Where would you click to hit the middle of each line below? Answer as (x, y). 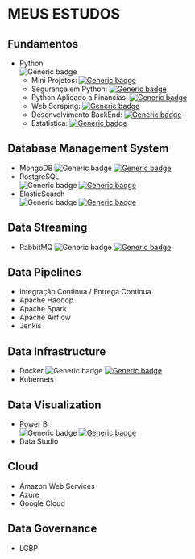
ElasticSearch (42, 194)
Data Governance (52, 529)
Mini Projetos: (54, 80)
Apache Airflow (45, 317)
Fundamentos (43, 44)
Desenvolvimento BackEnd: (77, 115)
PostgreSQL (39, 176)
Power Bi (34, 424)
